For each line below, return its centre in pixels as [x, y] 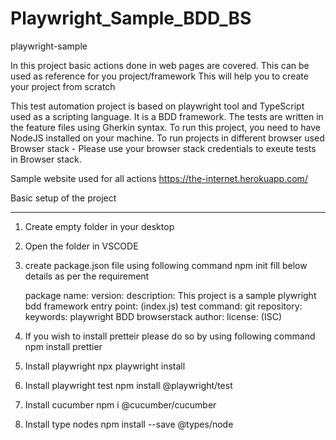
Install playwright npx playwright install [105, 366]
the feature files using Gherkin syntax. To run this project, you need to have [165, 127]
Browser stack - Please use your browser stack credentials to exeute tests [163, 148]
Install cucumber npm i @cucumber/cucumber [120, 404]
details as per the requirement [87, 276]
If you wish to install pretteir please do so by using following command [170, 336]
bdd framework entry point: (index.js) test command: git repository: [163, 306]
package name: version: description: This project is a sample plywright [170, 295]
